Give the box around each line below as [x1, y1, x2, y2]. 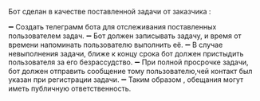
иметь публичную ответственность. [8, 84, 132, 93]
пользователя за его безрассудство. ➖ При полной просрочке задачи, [8, 57, 249, 67]
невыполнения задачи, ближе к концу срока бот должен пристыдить [8, 49, 244, 58]
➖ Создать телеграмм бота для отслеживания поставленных [8, 22, 217, 31]
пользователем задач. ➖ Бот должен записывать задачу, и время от [8, 31, 242, 41]
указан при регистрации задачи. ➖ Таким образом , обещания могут [8, 75, 244, 84]
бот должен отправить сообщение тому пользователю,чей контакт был [8, 67, 253, 76]
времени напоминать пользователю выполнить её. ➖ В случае [8, 40, 223, 49]
